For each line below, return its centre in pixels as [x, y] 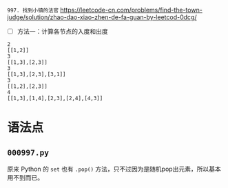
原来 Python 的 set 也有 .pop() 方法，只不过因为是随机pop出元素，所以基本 [114, 169]
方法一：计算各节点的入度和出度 [62, 31]
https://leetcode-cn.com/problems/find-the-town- [131, 10]
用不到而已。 [25, 178]
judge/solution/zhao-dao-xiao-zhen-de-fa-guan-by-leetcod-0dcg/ [102, 17]
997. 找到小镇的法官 [33, 10]
